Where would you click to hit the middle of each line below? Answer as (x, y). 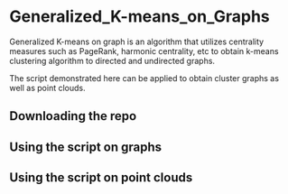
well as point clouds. (47, 88)
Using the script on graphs (86, 147)
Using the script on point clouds (101, 178)
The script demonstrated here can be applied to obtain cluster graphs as (144, 78)
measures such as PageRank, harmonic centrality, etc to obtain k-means (144, 51)
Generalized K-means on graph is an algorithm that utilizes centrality (137, 42)
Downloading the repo (73, 116)
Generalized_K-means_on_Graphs (140, 17)
